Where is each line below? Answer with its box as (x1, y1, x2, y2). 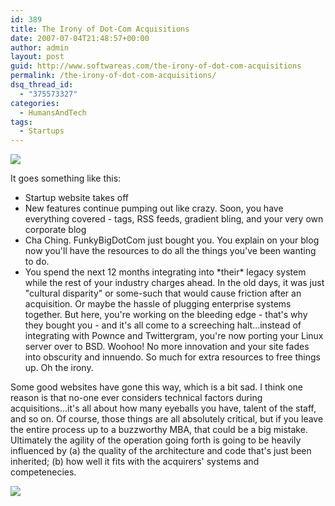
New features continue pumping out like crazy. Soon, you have (24, 202, 284, 215)
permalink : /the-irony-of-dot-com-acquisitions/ (10, 71, 217, 81)
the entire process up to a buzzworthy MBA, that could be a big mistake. (10, 424, 308, 436)
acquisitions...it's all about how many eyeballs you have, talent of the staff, (10, 402, 317, 415)
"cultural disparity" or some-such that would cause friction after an (24, 287, 302, 300)
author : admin (10, 42, 70, 53)
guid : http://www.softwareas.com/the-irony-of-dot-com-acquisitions (10, 61, 302, 71)
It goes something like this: (10, 172, 122, 185)
